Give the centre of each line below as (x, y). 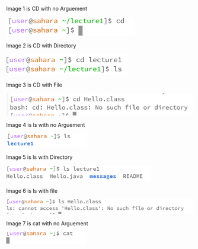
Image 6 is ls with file (32, 191)
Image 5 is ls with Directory (39, 157)
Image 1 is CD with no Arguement (47, 9)
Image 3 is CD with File (34, 85)
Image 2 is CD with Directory (41, 46)
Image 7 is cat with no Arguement (47, 223)
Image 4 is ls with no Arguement (46, 124)
